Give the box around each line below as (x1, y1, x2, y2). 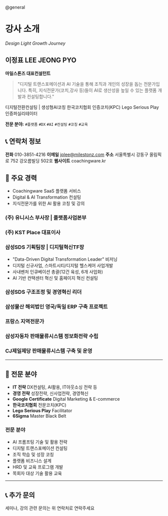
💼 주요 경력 (5, 174, 37, 182)
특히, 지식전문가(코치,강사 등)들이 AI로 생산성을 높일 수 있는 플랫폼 (28, 87, 157, 93)
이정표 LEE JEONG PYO (5, 56, 76, 65)
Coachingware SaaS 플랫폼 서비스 (12, 188, 81, 194)
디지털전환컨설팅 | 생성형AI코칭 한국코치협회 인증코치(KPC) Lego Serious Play (5, 104, 159, 110)
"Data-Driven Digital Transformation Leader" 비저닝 (12, 256, 117, 262)
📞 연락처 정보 (5, 137, 41, 146)
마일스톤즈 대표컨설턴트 (5, 70, 51, 76)
